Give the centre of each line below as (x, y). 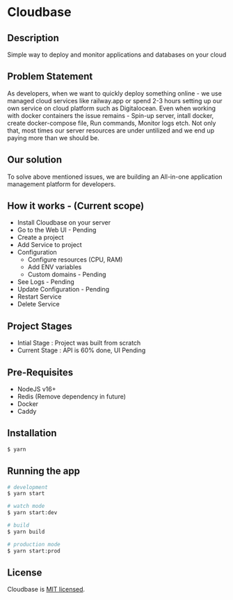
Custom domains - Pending (67, 275)
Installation (32, 433)
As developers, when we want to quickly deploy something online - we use (115, 93)
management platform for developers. (62, 184)
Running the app (43, 471)
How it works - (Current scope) (76, 206)
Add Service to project (49, 245)
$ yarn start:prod (34, 551)
